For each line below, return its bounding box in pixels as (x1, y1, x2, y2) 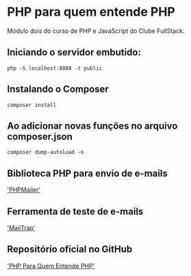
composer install (7, 101, 57, 108)
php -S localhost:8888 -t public (7, 64, 103, 72)
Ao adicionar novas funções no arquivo (7, 120, 178, 131)
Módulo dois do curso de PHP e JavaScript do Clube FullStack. (7, 27, 185, 35)
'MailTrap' (7, 224, 36, 231)
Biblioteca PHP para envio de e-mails (7, 167, 168, 179)
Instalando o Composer (7, 84, 110, 95)
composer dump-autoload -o (7, 149, 84, 156)
